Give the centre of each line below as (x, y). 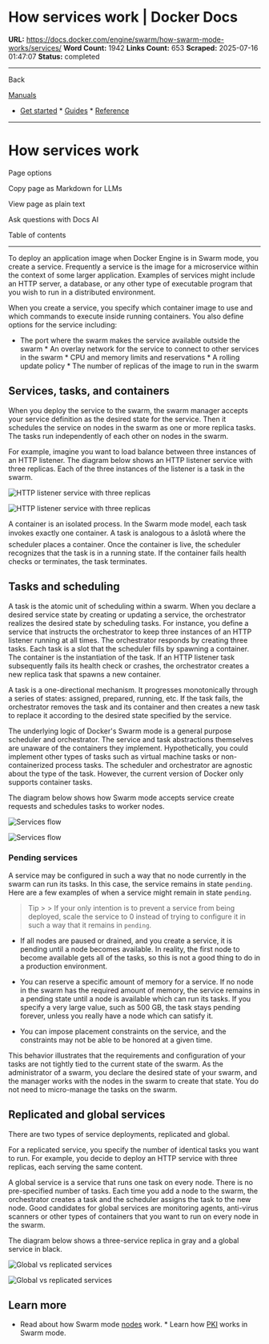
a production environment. (64, 966)
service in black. (35, 1249)
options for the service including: (63, 324)
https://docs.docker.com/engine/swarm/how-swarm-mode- (125, 39)
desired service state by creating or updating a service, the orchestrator (127, 615)
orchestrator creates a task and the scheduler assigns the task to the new (130, 1199)
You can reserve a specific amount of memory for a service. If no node (137, 981)
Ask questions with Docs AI (53, 219)
